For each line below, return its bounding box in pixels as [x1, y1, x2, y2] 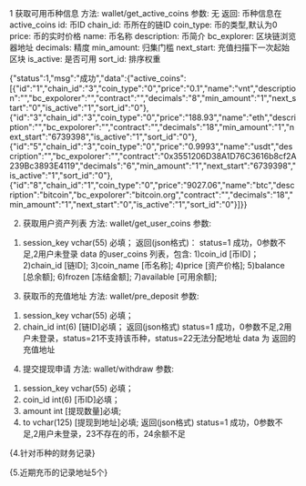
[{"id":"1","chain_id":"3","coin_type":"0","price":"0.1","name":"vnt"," [9, 83, 260, 94]
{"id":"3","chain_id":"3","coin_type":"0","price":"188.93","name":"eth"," [9, 112, 273, 123]
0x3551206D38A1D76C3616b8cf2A [163, 151, 298, 161]
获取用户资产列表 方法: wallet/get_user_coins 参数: [22, 218, 212, 228]
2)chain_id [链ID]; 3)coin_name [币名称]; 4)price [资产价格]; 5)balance [22, 260, 285, 270]
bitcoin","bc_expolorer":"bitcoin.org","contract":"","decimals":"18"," [43, 189, 293, 200]
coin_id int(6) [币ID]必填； [22, 394, 120, 405]
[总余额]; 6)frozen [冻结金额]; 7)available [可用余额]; [22, 271, 218, 282]
